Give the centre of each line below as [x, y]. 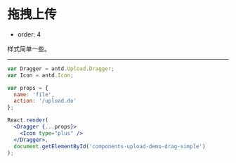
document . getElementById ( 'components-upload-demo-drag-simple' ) [110, 146]
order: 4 [29, 34]
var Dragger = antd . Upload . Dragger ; [61, 69]
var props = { [28, 88]
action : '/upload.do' [45, 101]
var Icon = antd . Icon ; [40, 75]
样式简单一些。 [29, 48]
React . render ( [28, 120]
